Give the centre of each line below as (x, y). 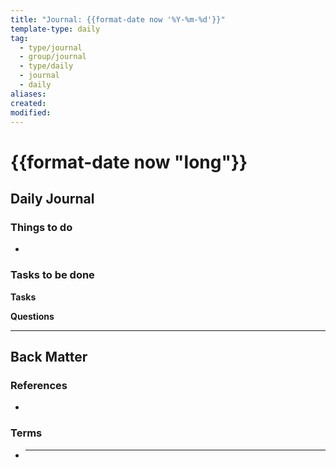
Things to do (41, 227)
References (39, 385)
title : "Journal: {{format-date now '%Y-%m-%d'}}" (118, 19)
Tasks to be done (52, 275)
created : (28, 103)
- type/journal (51, 47)
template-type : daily (55, 29)
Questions (32, 316)
